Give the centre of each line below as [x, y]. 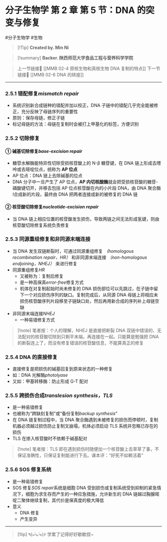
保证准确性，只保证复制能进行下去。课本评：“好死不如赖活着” [80, 456]
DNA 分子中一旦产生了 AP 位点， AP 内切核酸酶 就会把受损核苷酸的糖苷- [85, 182]
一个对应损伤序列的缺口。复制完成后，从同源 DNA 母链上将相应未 [91, 295]
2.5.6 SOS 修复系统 [28, 470]
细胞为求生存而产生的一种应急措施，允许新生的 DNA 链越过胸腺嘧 [92, 494]
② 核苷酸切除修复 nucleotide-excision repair [52, 207]
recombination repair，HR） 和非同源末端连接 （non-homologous [80, 257]
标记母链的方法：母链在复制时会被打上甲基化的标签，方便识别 [76, 124]
